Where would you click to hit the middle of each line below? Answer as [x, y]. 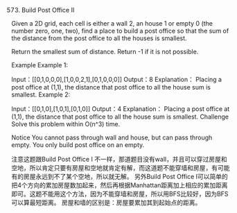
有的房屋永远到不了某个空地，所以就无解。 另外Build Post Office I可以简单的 [120, 177]
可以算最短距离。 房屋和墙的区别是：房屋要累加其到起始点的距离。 [106, 203]
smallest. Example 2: [41, 94]
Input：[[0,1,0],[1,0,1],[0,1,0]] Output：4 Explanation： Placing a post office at [121, 109]
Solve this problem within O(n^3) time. [66, 124]
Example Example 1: [40, 65]
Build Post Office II [48, 10]
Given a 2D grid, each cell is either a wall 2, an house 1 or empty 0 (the [112, 23]
